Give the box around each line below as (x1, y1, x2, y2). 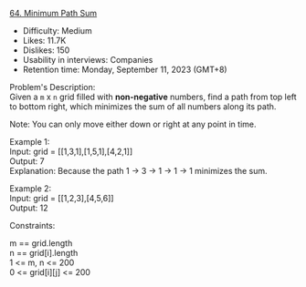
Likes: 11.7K (22, 36, 67, 46)
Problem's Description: (9, 82, 96, 92)
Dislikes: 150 (22, 45, 70, 56)
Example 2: (9, 183, 52, 194)
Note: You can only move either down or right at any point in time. (9, 118, 258, 129)
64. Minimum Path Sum (9, 8, 98, 18)
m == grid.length (9, 238, 73, 249)
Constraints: (9, 220, 56, 231)
